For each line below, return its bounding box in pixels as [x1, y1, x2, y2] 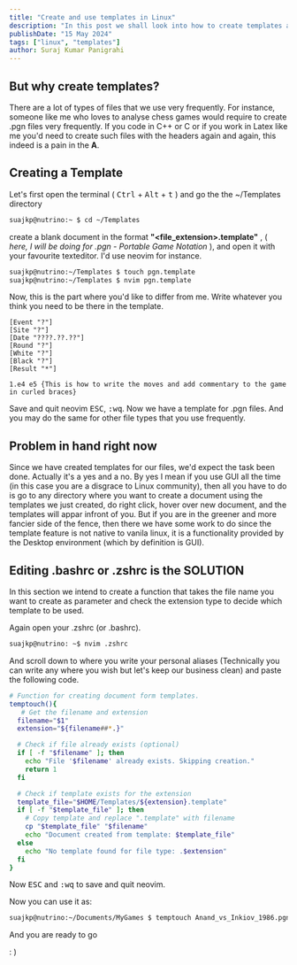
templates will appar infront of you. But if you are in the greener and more [9, 509, 277, 520]
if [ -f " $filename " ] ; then [17, 749, 125, 758]
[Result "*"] [9, 365, 57, 374]
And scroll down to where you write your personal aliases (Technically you [9, 655, 280, 666]
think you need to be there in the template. [9, 301, 164, 312]
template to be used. [9, 606, 85, 615]
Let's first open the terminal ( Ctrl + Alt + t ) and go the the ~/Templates [9, 189, 281, 199]
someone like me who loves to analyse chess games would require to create [9, 112, 287, 122]
